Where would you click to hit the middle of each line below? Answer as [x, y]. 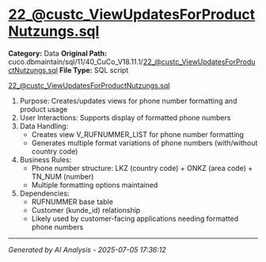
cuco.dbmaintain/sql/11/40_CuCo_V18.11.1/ [76, 62]
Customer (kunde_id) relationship [86, 210]
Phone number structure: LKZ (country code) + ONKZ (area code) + [142, 168]
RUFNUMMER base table [72, 201]
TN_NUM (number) [63, 177]
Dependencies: [44, 193]
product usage [44, 109]
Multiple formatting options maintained [95, 184]
